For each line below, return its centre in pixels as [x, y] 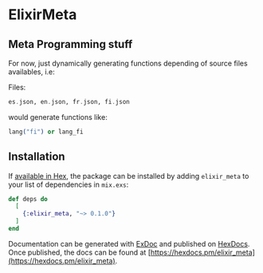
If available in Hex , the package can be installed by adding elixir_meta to [129, 176]
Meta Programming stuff [71, 44]
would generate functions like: [58, 117]
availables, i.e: [32, 72]
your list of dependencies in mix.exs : [69, 184]
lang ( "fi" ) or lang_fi [46, 132]
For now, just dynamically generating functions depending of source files [128, 63]
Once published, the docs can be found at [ [80, 252]
